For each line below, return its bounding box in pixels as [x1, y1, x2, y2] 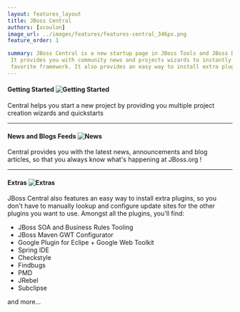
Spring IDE [17, 246, 50, 254]
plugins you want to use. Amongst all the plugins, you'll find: [7, 209, 184, 218]
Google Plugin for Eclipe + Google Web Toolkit [17, 238, 155, 247]
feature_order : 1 [7, 37, 59, 44]
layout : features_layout [7, 10, 81, 18]
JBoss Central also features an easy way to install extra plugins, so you [7, 194, 216, 203]
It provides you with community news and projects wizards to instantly [10, 56, 232, 64]
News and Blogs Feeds [7, 131, 76, 140]
